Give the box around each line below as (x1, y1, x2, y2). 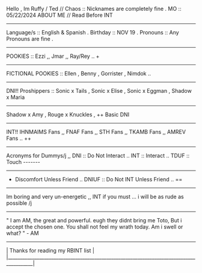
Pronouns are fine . (6, 36, 54, 42)
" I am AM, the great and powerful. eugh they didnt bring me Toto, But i (6, 217, 182, 224)
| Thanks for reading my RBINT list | (6, 247, 95, 254)
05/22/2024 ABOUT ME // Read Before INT (6, 11, 113, 19)
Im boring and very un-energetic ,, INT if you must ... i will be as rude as (6, 193, 185, 200)
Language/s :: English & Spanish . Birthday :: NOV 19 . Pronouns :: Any (6, 29, 179, 36)
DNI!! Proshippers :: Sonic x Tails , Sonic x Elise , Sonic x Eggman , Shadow (6, 87, 192, 94)
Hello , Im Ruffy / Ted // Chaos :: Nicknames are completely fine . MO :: (6, 5, 182, 12)
